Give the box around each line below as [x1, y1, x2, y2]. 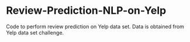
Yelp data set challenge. [6, 29, 64, 36]
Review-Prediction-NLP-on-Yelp [6, 4, 167, 17]
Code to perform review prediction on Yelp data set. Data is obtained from [6, 23, 184, 30]
